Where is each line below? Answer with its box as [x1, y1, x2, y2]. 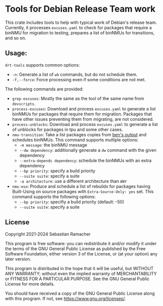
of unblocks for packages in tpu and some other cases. [12, 126, 123, 132]
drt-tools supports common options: [5, 62, 80, 68]
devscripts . [12, 101, 36, 107]
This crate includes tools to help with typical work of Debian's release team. [5, 19, 157, 25]
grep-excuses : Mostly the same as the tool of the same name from [12, 95, 145, 101]
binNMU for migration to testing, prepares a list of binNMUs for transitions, [5, 30, 155, 36]
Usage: [5, 49, 28, 57]
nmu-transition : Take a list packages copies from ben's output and [12, 131, 147, 137]
